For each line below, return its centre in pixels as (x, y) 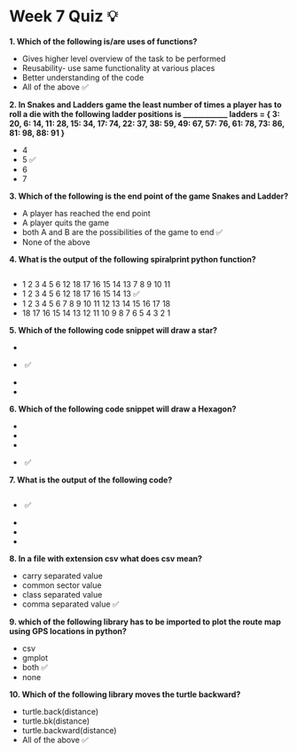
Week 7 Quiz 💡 (63, 16)
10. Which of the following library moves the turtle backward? (125, 694)
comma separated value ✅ (70, 604)
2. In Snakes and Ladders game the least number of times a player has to (145, 105)
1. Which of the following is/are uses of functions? (103, 41)
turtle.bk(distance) (56, 721)
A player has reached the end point (86, 213)
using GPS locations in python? (68, 631)
